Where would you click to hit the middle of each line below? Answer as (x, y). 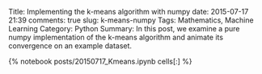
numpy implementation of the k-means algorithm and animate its (116, 37)
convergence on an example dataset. (70, 46)
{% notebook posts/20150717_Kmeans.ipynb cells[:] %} (100, 61)
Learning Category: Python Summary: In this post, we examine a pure (124, 29)
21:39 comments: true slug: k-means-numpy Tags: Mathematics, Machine (131, 20)
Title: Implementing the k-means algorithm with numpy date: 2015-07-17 (129, 12)
